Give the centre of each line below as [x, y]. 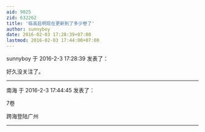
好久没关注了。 [25, 71]
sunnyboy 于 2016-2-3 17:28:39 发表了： [57, 58]
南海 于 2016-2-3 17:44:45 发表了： [51, 90]
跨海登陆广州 [22, 116]
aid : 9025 [19, 12]
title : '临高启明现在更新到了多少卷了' [50, 23]
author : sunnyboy [28, 29]
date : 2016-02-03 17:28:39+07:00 [49, 35]
